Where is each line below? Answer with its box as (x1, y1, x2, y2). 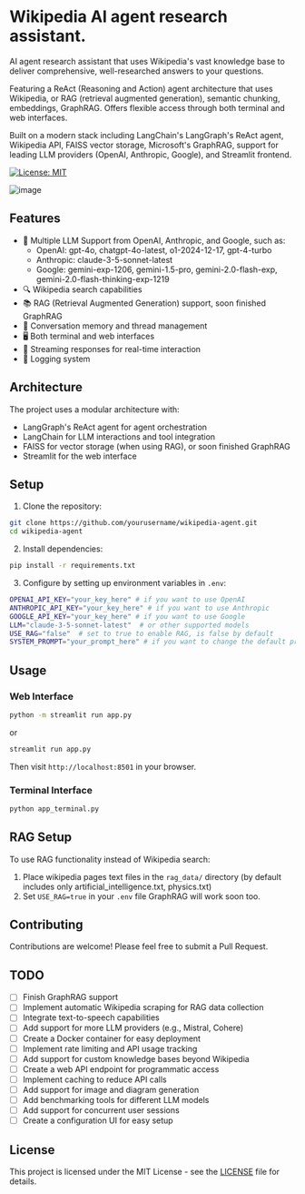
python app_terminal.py (9, 804, 100, 814)
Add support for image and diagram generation (22, 1084, 200, 1095)
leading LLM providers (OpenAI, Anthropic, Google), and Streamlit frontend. (9, 148, 292, 160)
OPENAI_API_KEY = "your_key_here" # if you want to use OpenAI (9, 595, 246, 604)
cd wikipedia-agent (9, 527, 84, 536)
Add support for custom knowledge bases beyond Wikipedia (22, 1053, 250, 1064)
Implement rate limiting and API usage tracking (22, 1043, 198, 1054)
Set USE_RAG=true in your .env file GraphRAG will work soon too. (22, 890, 261, 902)
